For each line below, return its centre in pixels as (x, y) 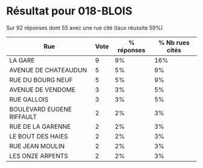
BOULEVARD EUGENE (41, 109)
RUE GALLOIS (29, 99)
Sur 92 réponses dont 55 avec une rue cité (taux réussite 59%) (85, 28)
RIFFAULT (23, 117)
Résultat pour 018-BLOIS (69, 11)
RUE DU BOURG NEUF (41, 79)
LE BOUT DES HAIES (39, 136)
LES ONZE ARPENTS (39, 156)
